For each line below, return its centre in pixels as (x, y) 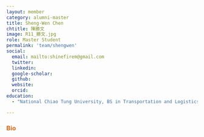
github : (22, 79)
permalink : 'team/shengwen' (42, 46)
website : (23, 85)
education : (20, 96)
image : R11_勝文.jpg (31, 34)
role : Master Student (34, 40)
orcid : (20, 91)
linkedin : (24, 68)
